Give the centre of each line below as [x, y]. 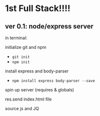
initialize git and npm [26, 47]
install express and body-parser [37, 71]
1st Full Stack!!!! [38, 8]
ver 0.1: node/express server [49, 26]
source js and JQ [22, 109]
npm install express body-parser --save [53, 81]
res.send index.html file [28, 99]
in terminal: [16, 38]
